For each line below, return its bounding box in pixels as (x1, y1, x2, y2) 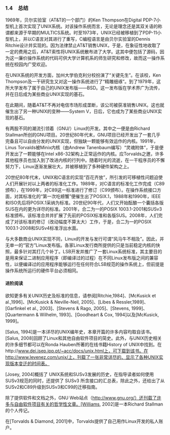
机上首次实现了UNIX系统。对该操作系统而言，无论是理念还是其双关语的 (9, 23, 158, 29)
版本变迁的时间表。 (9, 360, 50, 366)
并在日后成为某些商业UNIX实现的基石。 (5, 91, 88, 97)
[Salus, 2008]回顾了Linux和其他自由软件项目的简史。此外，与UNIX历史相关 (5, 335, 162, 341)
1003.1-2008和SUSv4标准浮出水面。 (5, 225, 81, 231)
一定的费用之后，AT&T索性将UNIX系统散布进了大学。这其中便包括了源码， (5, 49, 160, 55)
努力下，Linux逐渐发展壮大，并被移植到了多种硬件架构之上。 (5, 163, 132, 170)
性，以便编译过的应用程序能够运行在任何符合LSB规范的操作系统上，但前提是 (5, 261, 164, 267)
